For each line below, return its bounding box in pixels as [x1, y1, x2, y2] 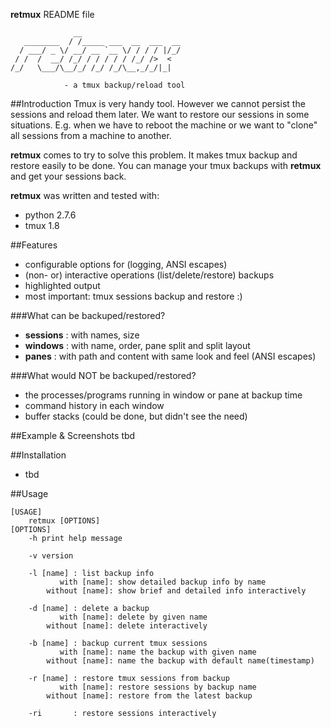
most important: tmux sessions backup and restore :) [24, 290, 243, 302]
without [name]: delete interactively [46, 621, 208, 631]
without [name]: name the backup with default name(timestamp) [46, 656, 315, 666]
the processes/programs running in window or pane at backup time [24, 389, 303, 401]
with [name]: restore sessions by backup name [59, 682, 257, 692]
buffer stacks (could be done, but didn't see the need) [24, 410, 248, 422]
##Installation [10, 449, 67, 461]
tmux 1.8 [24, 220, 60, 231]
